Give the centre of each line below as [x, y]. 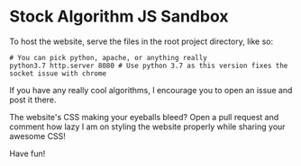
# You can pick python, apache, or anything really [108, 57]
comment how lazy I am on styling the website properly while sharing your [147, 127]
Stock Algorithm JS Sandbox [119, 17]
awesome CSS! [37, 135]
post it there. [33, 100]
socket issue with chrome [58, 74]
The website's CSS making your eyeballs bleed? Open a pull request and [144, 117]
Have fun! [27, 153]
